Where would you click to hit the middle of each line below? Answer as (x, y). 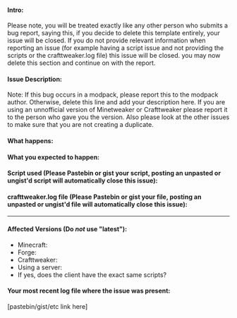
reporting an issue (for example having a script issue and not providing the (116, 48)
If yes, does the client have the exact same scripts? (92, 274)
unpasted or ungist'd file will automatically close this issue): (98, 204)
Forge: (27, 252)
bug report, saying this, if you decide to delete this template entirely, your (114, 33)
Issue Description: (35, 79)
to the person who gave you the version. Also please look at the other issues (119, 117)
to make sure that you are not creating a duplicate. (80, 125)
